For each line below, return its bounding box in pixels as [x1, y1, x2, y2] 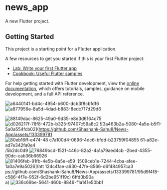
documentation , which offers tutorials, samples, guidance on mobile [5, 85, 145, 91]
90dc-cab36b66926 [5, 152, 47, 158]
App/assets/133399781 [5, 131, 52, 137]
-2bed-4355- [124, 147, 152, 153]
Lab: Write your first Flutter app [12, 65, 77, 71]
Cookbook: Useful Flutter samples [12, 70, 83, 76]
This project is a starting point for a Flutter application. [5, 45, 117, 51]
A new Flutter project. [5, 18, 50, 24]
